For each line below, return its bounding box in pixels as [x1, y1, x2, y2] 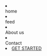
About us [5, 29, 24, 35]
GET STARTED [12, 45, 42, 51]
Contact [5, 40, 22, 46]
